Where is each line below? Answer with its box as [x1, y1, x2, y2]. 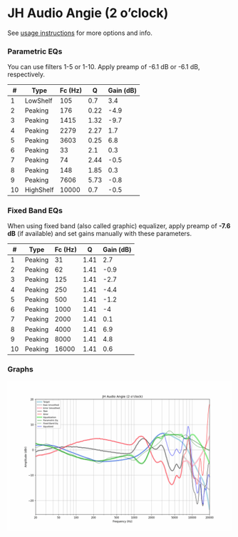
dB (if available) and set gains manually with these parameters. [7, 230, 192, 238]
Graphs [7, 364, 33, 374]
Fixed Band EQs [7, 205, 63, 215]
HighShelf [24, 185, 54, 194]
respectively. [7, 70, 45, 79]
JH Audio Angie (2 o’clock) [7, 5, 169, 21]
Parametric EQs [7, 46, 63, 56]
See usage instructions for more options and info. [7, 29, 153, 37]
